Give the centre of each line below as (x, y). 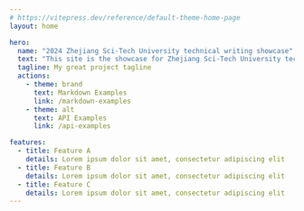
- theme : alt (50, 109)
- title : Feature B (54, 168)
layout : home (34, 26)
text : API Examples (70, 118)
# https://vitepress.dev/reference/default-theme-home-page (125, 18)
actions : (34, 76)
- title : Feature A (54, 151)
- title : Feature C (54, 184)
